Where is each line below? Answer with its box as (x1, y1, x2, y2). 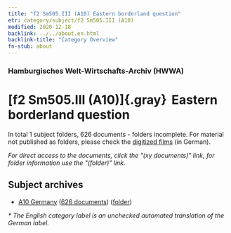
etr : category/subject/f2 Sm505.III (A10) (8, 17, 134, 24)
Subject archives (8, 179, 84, 191)
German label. (8, 218, 50, 227)
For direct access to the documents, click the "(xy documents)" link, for (8, 151, 215, 159)
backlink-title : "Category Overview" (8, 36, 119, 44)
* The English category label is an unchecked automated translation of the (8, 211, 225, 220)
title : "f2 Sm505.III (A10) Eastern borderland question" (8, 10, 181, 18)
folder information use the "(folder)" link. (8, 159, 126, 167)
